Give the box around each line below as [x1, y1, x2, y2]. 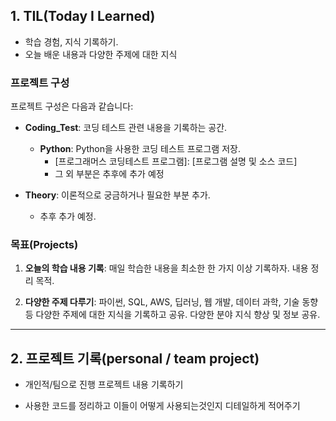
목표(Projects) [10, 238, 79, 252]
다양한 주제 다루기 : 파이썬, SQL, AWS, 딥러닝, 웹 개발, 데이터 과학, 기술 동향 [24, 296, 319, 308]
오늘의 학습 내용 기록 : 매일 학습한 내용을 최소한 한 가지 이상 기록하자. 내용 [24, 262, 309, 274]
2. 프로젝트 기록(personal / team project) [10, 350, 260, 367]
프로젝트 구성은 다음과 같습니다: [10, 100, 134, 113]
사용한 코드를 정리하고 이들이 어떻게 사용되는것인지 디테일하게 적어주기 [24, 400, 301, 412]
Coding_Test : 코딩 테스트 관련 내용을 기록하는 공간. [24, 122, 228, 134]
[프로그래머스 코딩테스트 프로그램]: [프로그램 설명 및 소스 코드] [54, 155, 298, 168]
